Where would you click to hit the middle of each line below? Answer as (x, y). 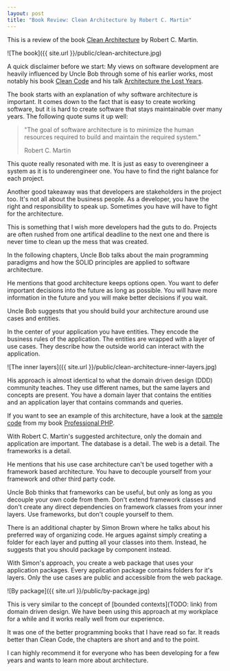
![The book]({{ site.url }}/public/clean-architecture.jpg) (84, 53)
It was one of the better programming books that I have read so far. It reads (114, 632)
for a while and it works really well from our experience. (86, 619)
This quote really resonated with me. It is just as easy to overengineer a (108, 163)
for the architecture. (35, 214)
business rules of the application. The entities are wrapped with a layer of (111, 339)
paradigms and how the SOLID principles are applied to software (99, 262)
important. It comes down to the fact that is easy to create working (101, 101)
